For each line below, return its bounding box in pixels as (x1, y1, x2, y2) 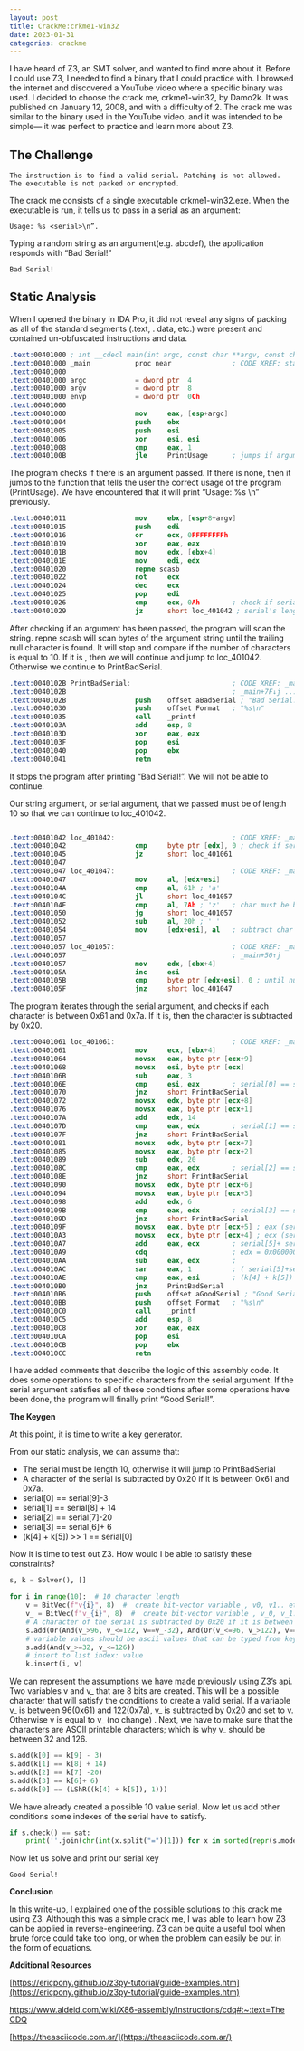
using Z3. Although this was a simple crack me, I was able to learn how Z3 (9, 1913, 287, 1924)
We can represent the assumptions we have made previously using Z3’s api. (9, 1676, 293, 1687)
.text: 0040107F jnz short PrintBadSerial (9, 1130, 249, 1139)
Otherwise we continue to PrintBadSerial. (9, 661, 163, 672)
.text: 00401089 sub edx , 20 (9, 1155, 196, 1164)
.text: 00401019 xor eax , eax (9, 539, 201, 548)
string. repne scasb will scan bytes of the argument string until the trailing (9, 632, 285, 643)
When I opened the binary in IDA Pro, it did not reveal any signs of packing (9, 313, 287, 324)
